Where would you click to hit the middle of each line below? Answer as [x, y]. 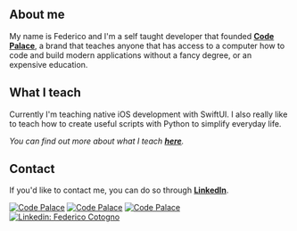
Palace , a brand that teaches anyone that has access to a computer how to [147, 45]
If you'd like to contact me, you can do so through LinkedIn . [119, 190]
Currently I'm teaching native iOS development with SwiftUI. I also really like [148, 114]
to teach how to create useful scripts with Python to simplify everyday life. [145, 123]
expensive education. [49, 64]
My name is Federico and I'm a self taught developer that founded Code [142, 36]
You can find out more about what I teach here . [97, 141]
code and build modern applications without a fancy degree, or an [131, 55]
